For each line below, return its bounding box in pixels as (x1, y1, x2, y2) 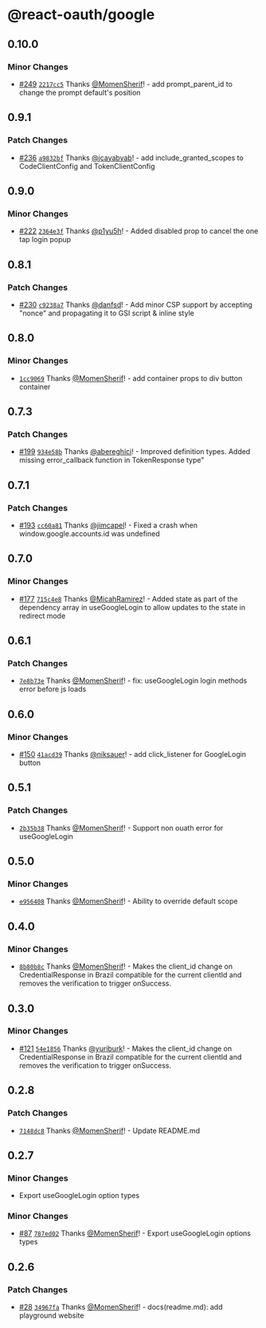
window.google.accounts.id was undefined (18, 529, 160, 539)
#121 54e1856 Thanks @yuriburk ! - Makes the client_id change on (18, 1044, 233, 1053)
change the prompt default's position (18, 88, 141, 97)
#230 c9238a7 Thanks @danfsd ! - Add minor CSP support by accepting (18, 300, 252, 309)
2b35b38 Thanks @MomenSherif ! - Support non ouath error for (18, 823, 224, 832)
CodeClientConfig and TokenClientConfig (18, 161, 156, 170)
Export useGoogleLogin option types (18, 1191, 140, 1201)
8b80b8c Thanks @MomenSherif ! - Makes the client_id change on (18, 962, 233, 971)
